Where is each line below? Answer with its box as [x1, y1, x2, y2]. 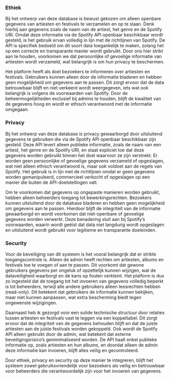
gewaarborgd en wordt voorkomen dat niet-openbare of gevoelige [5, 210, 145, 217]
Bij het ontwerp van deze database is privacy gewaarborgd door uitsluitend [5, 131, 162, 137]
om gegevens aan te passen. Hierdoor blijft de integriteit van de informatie [5, 205, 161, 211]
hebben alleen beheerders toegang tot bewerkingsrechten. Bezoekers [5, 195, 152, 201]
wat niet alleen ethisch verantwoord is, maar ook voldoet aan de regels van [5, 163, 162, 169]
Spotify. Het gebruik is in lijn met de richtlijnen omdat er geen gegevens [5, 168, 155, 174]
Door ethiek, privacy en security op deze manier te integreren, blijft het [5, 357, 153, 363]
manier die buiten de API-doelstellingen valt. [5, 179, 98, 185]
